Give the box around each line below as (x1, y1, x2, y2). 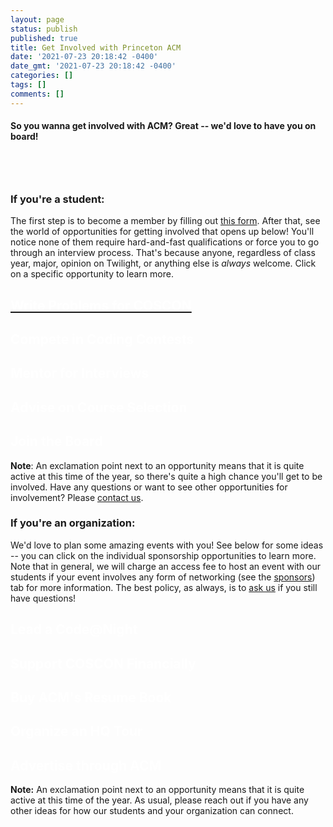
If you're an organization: (10, 516, 136, 530)
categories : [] (10, 71, 74, 81)
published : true (10, 33, 78, 43)
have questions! (10, 592, 77, 604)
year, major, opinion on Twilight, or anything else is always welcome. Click (10, 257, 317, 270)
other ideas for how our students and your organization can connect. (10, 805, 294, 817)
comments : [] (10, 89, 65, 99)
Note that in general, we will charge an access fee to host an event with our (10, 560, 322, 572)
